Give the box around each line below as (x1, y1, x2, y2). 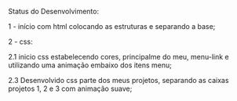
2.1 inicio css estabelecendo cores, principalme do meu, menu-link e (8, 52, 229, 61)
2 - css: (8, 37, 33, 46)
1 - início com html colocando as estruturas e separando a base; (8, 22, 216, 31)
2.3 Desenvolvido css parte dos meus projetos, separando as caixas (8, 76, 229, 85)
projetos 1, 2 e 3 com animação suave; (8, 84, 133, 93)
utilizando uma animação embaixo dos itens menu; (8, 60, 173, 70)
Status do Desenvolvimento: (8, 7, 100, 16)
